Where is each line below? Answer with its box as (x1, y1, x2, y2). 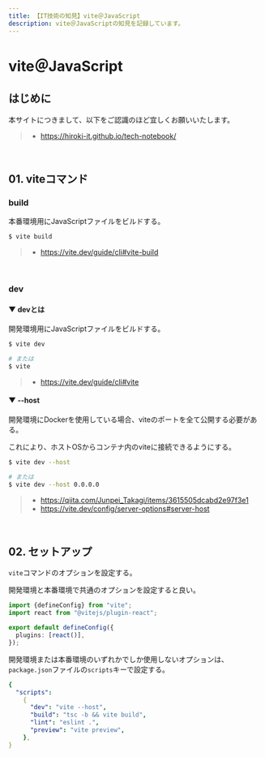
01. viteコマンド (8, 172, 88, 186)
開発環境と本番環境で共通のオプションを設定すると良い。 (8, 585, 200, 595)
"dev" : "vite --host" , (29, 703, 107, 712)
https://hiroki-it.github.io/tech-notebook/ (40, 131, 177, 140)
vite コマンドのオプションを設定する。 (8, 568, 137, 578)
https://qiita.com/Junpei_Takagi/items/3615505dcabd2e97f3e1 (40, 495, 249, 505)
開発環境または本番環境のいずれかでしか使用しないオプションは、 (8, 654, 229, 664)
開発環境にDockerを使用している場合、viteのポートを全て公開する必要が (8, 415, 250, 424)
